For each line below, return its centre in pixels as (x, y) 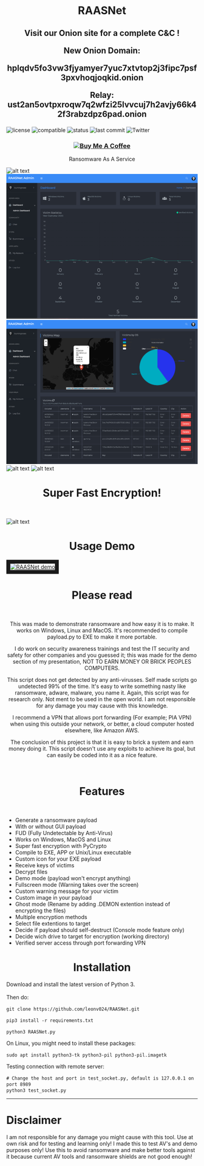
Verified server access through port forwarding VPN (80, 943)
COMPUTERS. (102, 668)
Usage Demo (102, 547)
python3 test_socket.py (36, 1090)
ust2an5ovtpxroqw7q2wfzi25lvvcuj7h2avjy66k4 (102, 104)
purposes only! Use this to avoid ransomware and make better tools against (101, 1150)
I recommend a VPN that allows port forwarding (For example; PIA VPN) (102, 717)
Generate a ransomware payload (56, 820)
